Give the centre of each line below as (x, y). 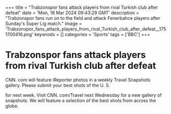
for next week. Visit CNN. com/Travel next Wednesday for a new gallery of (83, 95)
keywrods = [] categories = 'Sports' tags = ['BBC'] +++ (92, 34)
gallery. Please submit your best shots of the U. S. (58, 85)
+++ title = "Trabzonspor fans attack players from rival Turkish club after (82, 7)
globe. (12, 106)
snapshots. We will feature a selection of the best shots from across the (81, 100)
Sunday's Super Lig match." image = (44, 23)
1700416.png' (19, 34)
